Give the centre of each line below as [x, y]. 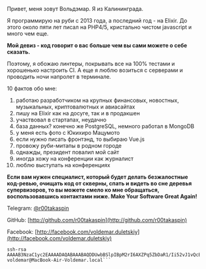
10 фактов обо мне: [32, 88]
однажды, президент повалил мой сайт [68, 152]
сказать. [19, 52]
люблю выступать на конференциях [63, 165]
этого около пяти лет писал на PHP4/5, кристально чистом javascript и [99, 27]
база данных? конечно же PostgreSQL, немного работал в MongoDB [105, 126]
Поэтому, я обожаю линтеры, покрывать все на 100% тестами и [91, 64]
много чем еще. [28, 34]
